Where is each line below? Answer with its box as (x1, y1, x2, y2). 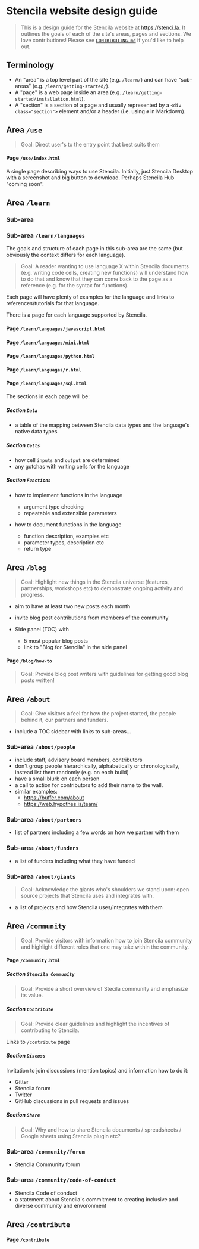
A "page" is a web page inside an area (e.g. (14, 88, 122, 96)
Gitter (14, 1078, 29, 1086)
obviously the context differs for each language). (6, 252, 126, 259)
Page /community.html (6, 957, 61, 964)
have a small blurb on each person (14, 775, 100, 782)
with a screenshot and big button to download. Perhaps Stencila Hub (6, 174, 175, 181)
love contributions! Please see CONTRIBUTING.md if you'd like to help (20, 36, 184, 44)
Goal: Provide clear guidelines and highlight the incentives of (20, 1021, 170, 1028)
